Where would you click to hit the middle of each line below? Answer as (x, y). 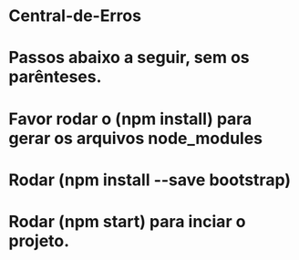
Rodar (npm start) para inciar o (127, 221)
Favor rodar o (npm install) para (130, 119)
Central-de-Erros (75, 16)
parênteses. (55, 77)
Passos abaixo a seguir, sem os (129, 58)
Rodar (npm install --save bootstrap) (149, 180)
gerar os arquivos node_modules (136, 138)
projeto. (39, 240)
